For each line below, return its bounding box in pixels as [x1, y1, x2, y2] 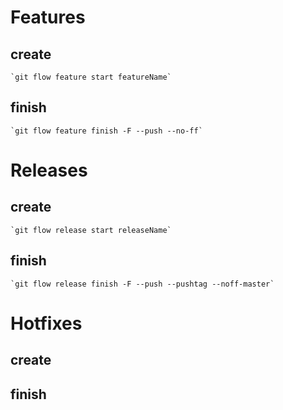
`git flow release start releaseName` [10, 225, 172, 235]
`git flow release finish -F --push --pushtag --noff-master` [10, 279, 275, 289]
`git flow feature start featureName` [10, 72, 172, 82]
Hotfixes [10, 312, 83, 335]
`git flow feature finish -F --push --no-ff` [10, 126, 203, 136]
